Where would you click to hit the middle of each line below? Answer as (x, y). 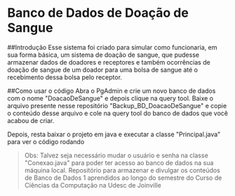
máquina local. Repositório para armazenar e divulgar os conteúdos (122, 170)
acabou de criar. (31, 120)
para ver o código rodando (46, 141)
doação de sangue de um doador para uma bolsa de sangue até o (103, 70)
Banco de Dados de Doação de (98, 13)
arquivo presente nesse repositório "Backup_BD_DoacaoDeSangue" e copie (117, 105)
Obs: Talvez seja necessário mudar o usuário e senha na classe (116, 155)
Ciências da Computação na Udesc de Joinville (93, 185)
